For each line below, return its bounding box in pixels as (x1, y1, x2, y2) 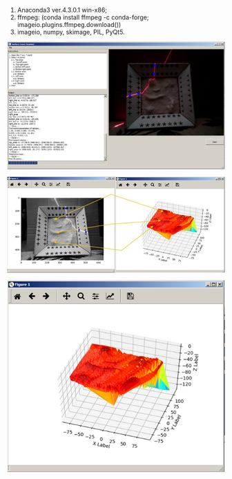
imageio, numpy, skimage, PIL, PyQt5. (17, 28, 126, 36)
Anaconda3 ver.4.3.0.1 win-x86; (17, 6, 108, 14)
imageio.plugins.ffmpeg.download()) (17, 21, 122, 28)
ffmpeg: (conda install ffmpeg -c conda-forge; (17, 13, 149, 21)
